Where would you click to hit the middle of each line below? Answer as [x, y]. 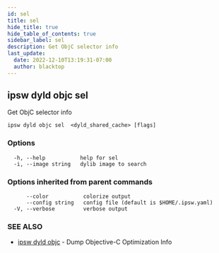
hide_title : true [33, 27]
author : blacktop [39, 67]
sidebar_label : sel [36, 40]
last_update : [26, 54]
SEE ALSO [25, 226]
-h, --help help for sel [66, 158]
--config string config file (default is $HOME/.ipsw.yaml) [119, 203]
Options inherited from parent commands [80, 181]
